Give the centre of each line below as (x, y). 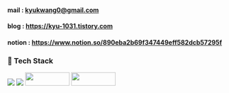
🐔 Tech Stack (30, 60)
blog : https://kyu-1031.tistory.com (60, 26)
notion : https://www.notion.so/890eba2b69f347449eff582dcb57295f (115, 42)
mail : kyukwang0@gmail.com (53, 10)
